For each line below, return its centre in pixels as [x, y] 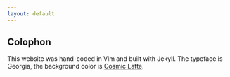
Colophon [29, 42]
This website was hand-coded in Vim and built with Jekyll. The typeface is [115, 59]
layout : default [31, 14]
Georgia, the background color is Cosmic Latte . [76, 66]
